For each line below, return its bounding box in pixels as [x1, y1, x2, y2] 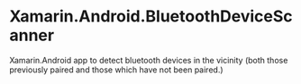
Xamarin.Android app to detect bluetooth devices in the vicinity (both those [9, 55, 288, 65]
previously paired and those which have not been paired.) [9, 64, 223, 75]
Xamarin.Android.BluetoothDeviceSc [9, 6, 293, 27]
